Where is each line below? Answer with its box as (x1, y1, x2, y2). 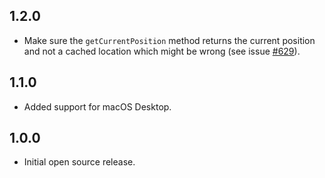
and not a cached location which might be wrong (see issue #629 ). (23, 45, 301, 57)
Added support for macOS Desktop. (23, 100, 172, 113)
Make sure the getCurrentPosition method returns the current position (23, 34, 316, 46)
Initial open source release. (23, 156, 136, 168)
